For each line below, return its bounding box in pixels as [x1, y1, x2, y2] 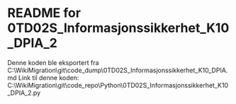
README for [7, 5, 82, 21]
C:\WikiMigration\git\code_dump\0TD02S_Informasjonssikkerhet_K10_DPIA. [7, 66, 228, 74]
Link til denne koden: [18, 73, 79, 82]
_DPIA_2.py [7, 88, 41, 97]
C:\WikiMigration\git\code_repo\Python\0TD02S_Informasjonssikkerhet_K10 [7, 81, 229, 89]
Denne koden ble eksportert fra [7, 58, 99, 67]
